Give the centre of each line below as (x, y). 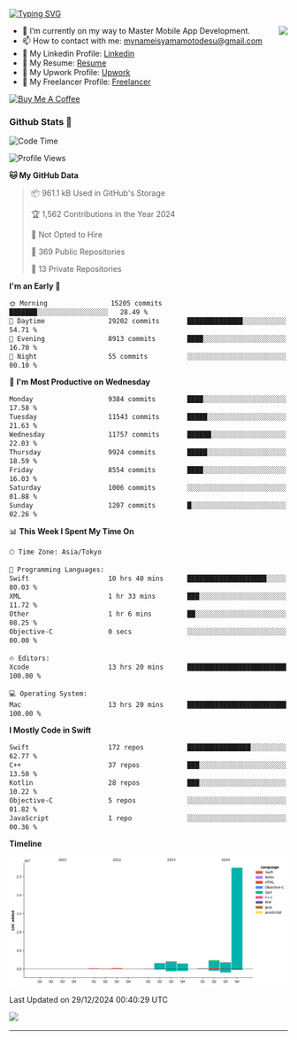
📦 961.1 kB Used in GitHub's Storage (98, 193)
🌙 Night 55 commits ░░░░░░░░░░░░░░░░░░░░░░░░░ (148, 357)
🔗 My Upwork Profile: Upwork (76, 72)
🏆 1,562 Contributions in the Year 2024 (103, 214)
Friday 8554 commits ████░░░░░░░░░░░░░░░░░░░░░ (148, 470)
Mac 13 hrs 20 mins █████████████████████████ (148, 705)
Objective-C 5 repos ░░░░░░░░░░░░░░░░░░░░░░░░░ (148, 801)
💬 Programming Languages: (57, 570)
